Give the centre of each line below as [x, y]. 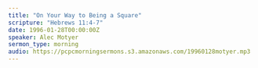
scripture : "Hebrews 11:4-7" [56, 23]
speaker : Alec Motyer [44, 37]
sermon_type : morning [44, 45]
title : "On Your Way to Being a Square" [75, 15]
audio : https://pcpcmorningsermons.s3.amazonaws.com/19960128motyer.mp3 [129, 52]
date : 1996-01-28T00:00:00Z [54, 30]
